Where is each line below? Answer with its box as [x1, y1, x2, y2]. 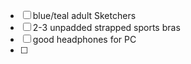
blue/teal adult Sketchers [32, 10, 137, 21]
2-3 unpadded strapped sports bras [32, 22, 181, 33]
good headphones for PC [32, 34, 137, 45]
